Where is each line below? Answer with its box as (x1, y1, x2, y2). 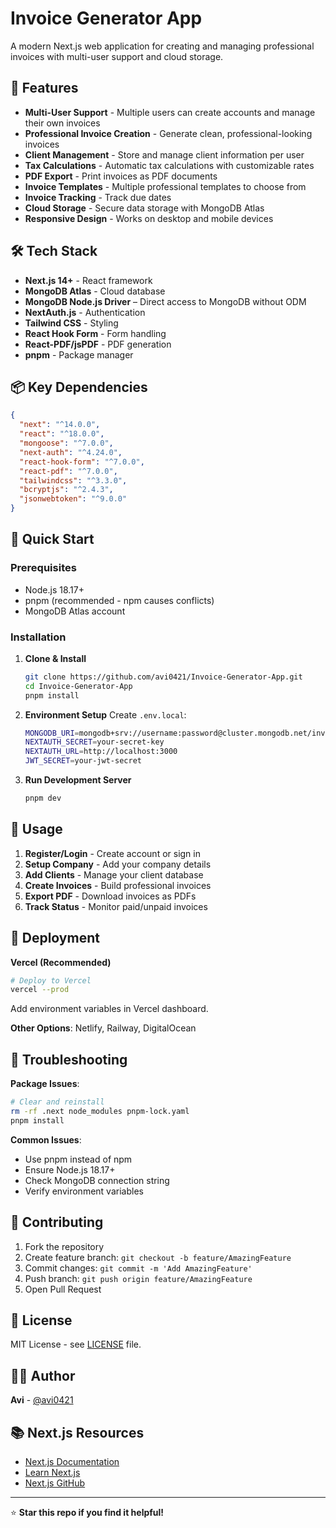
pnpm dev (24, 793, 62, 804)
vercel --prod (10, 985, 70, 995)
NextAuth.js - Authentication (24, 306, 146, 318)
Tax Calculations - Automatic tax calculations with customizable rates (24, 159, 315, 171)
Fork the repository (24, 1240, 105, 1252)
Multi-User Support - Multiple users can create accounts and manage (24, 106, 316, 118)
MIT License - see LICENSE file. (10, 1338, 142, 1351)
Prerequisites (10, 561, 77, 575)
